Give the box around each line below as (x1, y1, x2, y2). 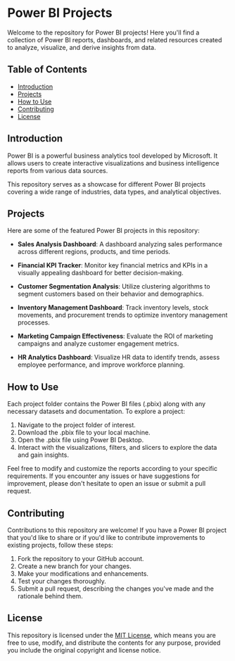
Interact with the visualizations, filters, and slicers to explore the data (17, 443, 217, 452)
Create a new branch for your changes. (17, 562, 132, 570)
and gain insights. (17, 451, 69, 459)
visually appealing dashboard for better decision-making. (17, 269, 184, 277)
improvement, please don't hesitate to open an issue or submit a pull (7, 479, 206, 488)
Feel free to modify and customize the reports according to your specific (7, 465, 218, 473)
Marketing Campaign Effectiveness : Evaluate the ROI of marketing (17, 332, 213, 341)
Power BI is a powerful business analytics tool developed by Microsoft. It (7, 151, 218, 160)
